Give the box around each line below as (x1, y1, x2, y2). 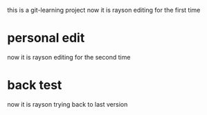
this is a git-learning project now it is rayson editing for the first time (7, 6, 201, 14)
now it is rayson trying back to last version (7, 100, 128, 108)
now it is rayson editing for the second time (7, 53, 131, 61)
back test (7, 78, 62, 93)
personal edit (7, 30, 85, 46)
